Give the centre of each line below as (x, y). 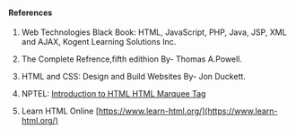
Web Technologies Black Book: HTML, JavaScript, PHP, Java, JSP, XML (154, 32)
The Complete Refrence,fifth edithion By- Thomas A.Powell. (132, 59)
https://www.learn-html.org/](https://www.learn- (188, 111)
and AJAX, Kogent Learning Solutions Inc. (99, 42)
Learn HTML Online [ (60, 111)
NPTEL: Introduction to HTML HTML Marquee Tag (113, 94)
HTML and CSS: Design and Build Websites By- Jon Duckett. (133, 77)
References (30, 13)
